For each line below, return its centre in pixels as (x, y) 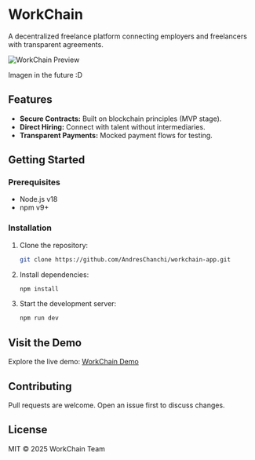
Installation (30, 228)
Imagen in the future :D (45, 75)
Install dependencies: (54, 274)
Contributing (40, 386)
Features (30, 100)
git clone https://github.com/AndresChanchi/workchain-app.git (125, 259)
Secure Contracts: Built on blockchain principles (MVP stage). (120, 119)
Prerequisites (34, 182)
